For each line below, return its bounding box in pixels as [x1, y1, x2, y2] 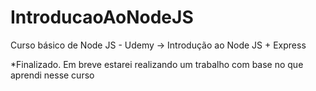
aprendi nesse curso [10, 69, 95, 81]
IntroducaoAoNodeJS [10, 6, 194, 29]
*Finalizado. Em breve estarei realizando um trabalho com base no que [10, 58, 304, 70]
